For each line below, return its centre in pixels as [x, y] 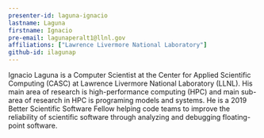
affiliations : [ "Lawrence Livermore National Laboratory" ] [108, 45]
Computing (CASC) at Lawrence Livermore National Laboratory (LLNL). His [130, 83]
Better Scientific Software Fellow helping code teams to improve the [119, 109]
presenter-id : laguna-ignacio [58, 15]
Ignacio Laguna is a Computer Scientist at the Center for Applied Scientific [130, 75]
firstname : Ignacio [40, 30]
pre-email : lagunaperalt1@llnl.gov [67, 38]
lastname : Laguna [37, 23]
